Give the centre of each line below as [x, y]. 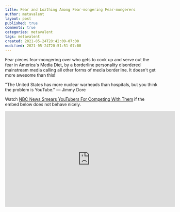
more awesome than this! [30, 75]
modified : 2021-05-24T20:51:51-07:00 [43, 46]
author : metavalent [25, 14]
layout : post [18, 18]
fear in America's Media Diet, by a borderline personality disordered [73, 65]
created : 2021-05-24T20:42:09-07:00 [42, 41]
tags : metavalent [23, 37]
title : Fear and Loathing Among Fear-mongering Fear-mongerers [70, 9]
